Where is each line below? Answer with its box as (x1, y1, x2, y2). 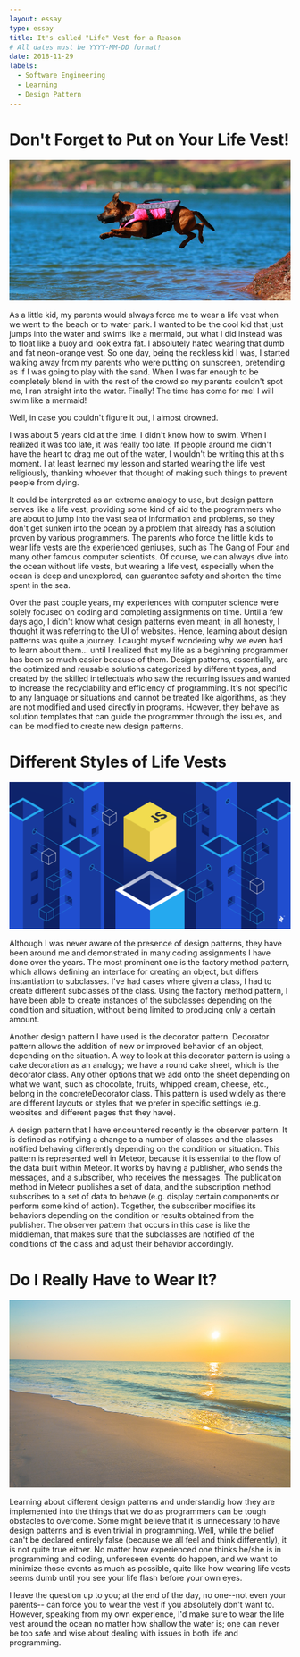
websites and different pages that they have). (9, 1106, 176, 1117)
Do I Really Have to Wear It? (9, 1270, 217, 1290)
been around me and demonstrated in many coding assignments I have (9, 947, 271, 958)
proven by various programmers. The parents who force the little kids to (9, 532, 274, 543)
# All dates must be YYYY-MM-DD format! (9, 43, 162, 52)
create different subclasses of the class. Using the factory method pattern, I (9, 985, 288, 996)
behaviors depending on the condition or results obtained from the (9, 1209, 254, 1220)
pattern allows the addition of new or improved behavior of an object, (9, 1040, 264, 1051)
